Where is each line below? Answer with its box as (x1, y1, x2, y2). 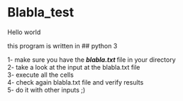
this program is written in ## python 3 (7, 41, 118, 50)
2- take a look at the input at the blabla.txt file (7, 63, 140, 71)
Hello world (7, 28, 41, 36)
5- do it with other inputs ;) (7, 85, 86, 94)
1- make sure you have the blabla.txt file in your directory (7, 55, 176, 64)
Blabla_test (7, 4, 74, 21)
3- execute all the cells (7, 70, 74, 79)
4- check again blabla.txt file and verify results (7, 78, 144, 86)
